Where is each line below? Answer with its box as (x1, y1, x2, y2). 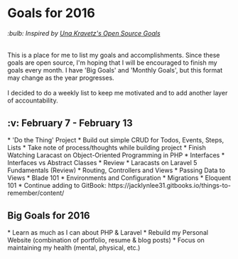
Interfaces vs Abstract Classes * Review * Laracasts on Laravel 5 (7, 159, 198, 167)
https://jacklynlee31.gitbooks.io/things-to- (107, 181, 231, 190)
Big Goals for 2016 (7, 209, 90, 221)
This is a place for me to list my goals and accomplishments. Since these (7, 51, 220, 60)
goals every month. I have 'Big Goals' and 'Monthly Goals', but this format (7, 66, 222, 75)
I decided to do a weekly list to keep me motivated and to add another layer (7, 89, 228, 97)
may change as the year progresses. (7, 73, 115, 83)
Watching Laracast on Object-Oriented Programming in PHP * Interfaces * (7, 151, 225, 159)
